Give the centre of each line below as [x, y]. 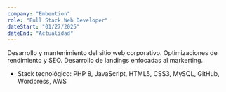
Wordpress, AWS [42, 82]
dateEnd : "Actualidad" [40, 33]
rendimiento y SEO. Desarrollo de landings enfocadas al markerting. [105, 61]
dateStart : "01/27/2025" [44, 26]
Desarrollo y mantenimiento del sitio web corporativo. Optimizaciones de [112, 53]
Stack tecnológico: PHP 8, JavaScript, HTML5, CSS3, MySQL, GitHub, [118, 74]
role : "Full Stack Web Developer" [58, 20]
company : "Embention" [39, 14]
